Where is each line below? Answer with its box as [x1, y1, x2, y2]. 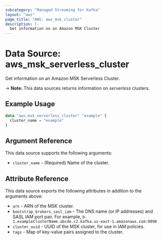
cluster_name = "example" [10, 118, 64, 123]
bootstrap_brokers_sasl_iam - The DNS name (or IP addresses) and [12, 208, 153, 215]
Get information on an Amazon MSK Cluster [10, 26, 100, 31]
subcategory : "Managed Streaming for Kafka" [5, 7, 100, 13]
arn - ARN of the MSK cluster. [12, 203, 74, 209]
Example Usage [5, 100, 55, 109]
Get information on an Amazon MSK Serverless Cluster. [5, 75, 120, 81]
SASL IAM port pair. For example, [12, 214, 82, 220]
